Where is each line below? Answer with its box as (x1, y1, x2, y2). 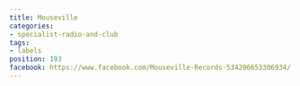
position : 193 (9, 55, 63, 64)
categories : (9, 21, 54, 30)
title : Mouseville (9, 13, 78, 22)
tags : (9, 38, 30, 47)
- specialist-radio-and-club (9, 30, 119, 39)
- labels (9, 47, 42, 56)
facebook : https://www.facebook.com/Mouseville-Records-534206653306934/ (9, 64, 292, 73)
